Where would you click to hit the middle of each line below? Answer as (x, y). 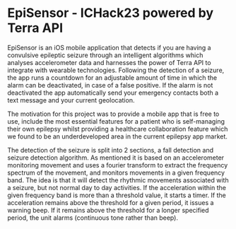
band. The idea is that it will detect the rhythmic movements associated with (118, 180)
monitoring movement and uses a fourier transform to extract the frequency (118, 165)
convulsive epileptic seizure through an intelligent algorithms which (105, 55)
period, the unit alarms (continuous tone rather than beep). (93, 218)
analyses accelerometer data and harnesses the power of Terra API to (109, 62)
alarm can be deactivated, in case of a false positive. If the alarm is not (110, 85)
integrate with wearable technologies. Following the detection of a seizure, (116, 70)
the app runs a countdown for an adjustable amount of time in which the (112, 77)
